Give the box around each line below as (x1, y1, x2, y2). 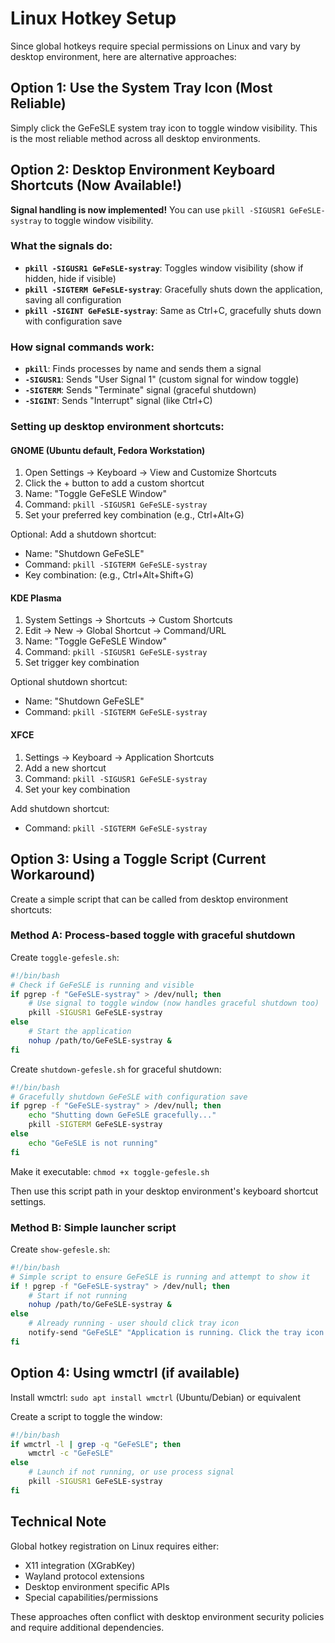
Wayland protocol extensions (24, 1570, 145, 1582)
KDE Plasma (10, 592, 62, 604)
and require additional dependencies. (10, 1621, 165, 1633)
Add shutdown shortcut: (10, 802, 110, 814)
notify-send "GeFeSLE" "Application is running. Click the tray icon (28, 1328, 325, 1338)
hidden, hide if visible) (24, 272, 117, 284)
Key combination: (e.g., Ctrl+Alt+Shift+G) (24, 569, 195, 581)
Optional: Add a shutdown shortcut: (10, 528, 157, 541)
